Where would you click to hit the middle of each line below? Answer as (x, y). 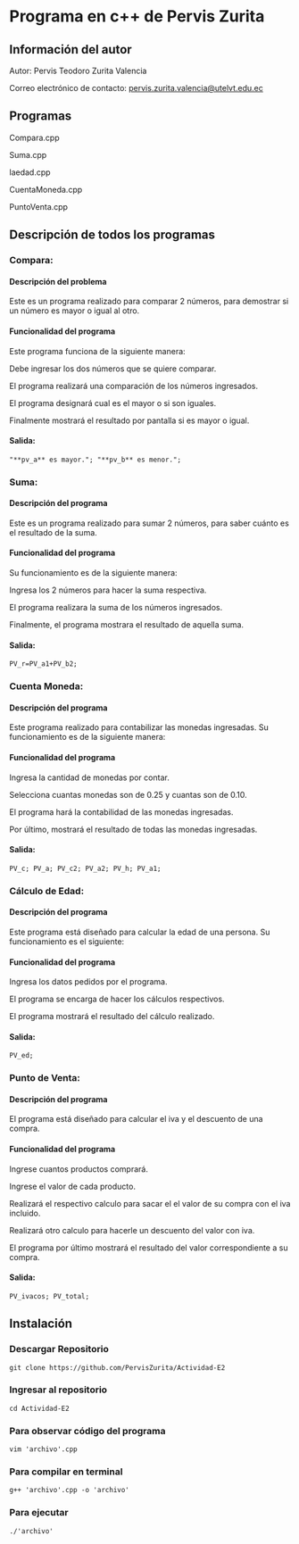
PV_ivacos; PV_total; (50, 1296)
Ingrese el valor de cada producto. (73, 1186)
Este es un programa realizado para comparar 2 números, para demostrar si (149, 302)
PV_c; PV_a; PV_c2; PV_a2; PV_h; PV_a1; (86, 868)
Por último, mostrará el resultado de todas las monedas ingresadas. (133, 829)
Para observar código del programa (87, 1431)
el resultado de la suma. (54, 532)
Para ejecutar (39, 1513)
